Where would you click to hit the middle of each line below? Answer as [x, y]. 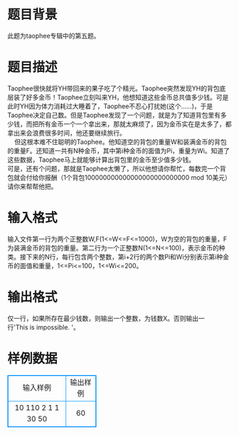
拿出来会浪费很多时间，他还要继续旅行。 [67, 133]
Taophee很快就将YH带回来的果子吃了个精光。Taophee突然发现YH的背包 [113, 88]
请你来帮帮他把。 [32, 186]
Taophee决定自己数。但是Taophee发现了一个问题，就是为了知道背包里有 [114, 115]
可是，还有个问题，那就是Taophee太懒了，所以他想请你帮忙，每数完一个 [114, 168]
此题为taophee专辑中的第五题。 [54, 36]
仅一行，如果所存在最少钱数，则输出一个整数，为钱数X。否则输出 [103, 318]
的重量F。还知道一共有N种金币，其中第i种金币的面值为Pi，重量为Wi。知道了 [118, 150]
